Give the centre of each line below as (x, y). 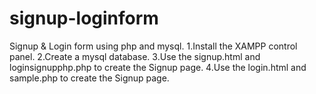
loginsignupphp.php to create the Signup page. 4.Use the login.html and (158, 67)
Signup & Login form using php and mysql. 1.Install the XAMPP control (153, 46)
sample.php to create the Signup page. (89, 78)
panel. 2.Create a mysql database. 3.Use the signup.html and (135, 56)
